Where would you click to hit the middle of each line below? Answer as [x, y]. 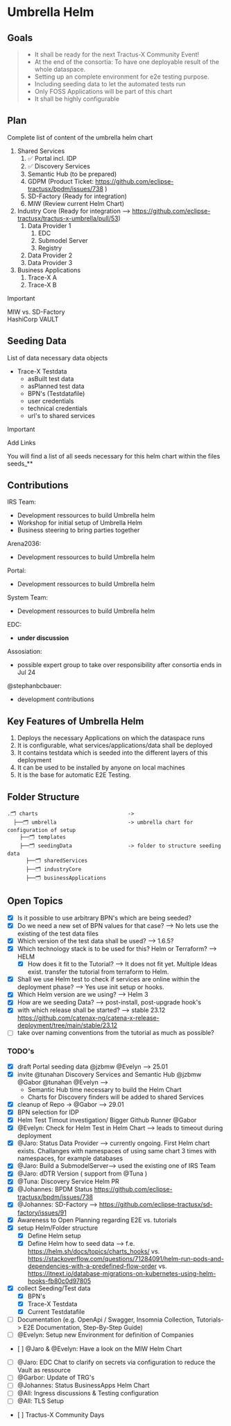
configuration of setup [42, 831]
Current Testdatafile [56, 1311]
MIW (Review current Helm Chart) [76, 203]
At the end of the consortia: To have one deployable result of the [127, 62]
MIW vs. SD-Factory [36, 312]
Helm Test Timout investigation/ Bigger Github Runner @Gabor [107, 1120]
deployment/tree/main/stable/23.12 [67, 1025]
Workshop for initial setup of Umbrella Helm [80, 523]
